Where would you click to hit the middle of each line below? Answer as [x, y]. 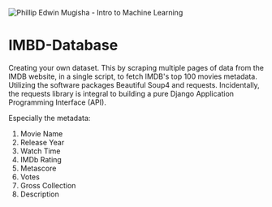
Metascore [38, 168]
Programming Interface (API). [58, 102]
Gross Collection [48, 185]
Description [39, 194]
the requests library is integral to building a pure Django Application [121, 93]
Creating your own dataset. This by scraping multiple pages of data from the [136, 67]
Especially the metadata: [50, 118]
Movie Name [41, 133]
